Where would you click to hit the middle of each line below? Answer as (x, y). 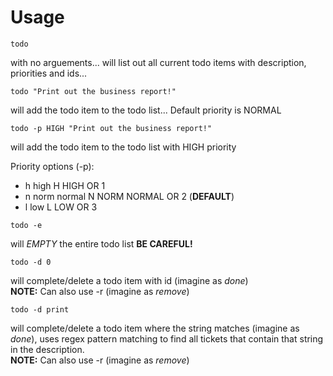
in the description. (47, 349)
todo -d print (40, 309)
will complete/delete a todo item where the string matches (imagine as (155, 328)
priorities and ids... (49, 73)
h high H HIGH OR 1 (65, 185)
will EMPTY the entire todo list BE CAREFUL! (101, 243)
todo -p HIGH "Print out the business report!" (111, 128)
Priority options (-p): (52, 166)
